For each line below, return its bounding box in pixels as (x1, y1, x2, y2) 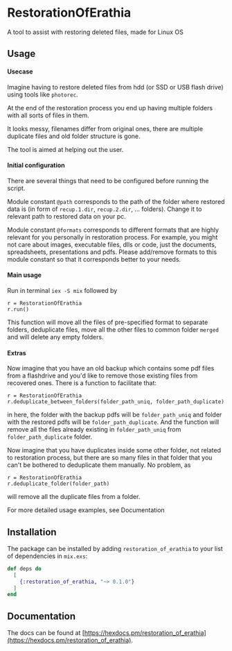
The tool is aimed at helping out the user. (7, 145, 124, 153)
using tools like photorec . (7, 90, 78, 99)
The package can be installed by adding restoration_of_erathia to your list (7, 544, 223, 552)
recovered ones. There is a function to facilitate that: (7, 379, 157, 387)
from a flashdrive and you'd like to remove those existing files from (7, 371, 198, 380)
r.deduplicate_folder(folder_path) (7, 480, 110, 487)
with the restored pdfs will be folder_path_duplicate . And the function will (7, 418, 220, 426)
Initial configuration (7, 161, 66, 169)
